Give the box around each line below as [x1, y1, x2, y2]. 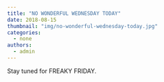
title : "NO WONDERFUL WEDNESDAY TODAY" [7, 10, 121, 17]
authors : [7, 42, 32, 49]
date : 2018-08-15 [7, 16, 57, 23]
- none [13, 36, 32, 42]
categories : [7, 29, 41, 36]
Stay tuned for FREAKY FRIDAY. [7, 66, 97, 75]
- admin [13, 49, 36, 55]
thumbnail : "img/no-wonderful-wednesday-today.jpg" [7, 23, 158, 29]
